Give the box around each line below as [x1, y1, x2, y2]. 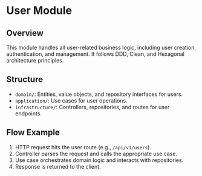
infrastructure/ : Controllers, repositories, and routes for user [15, 103, 170, 110]
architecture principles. [6, 57, 64, 64]
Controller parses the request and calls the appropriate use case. [15, 150, 177, 157]
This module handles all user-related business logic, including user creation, [6, 44, 197, 51]
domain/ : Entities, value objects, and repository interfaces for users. [15, 90, 183, 98]
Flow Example [6, 127, 60, 138]
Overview [6, 28, 44, 38]
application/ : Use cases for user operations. [15, 96, 128, 104]
